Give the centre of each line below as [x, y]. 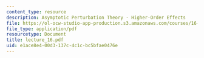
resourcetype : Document [36, 34]
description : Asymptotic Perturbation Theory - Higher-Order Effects [96, 18]
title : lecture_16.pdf [35, 40]
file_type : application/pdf [42, 29]
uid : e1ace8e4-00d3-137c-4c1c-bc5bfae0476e [62, 46]
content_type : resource [36, 12]
